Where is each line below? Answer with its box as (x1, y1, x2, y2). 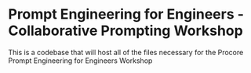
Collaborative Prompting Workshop (8, 22, 243, 40)
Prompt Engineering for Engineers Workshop (8, 56, 153, 65)
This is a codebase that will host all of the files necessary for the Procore (8, 47, 244, 57)
